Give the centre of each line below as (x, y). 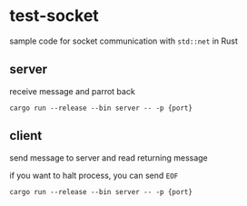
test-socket (54, 16)
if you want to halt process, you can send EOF (94, 175)
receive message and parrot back (73, 91)
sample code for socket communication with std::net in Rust (123, 41)
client (26, 136)
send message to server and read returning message (109, 157)
